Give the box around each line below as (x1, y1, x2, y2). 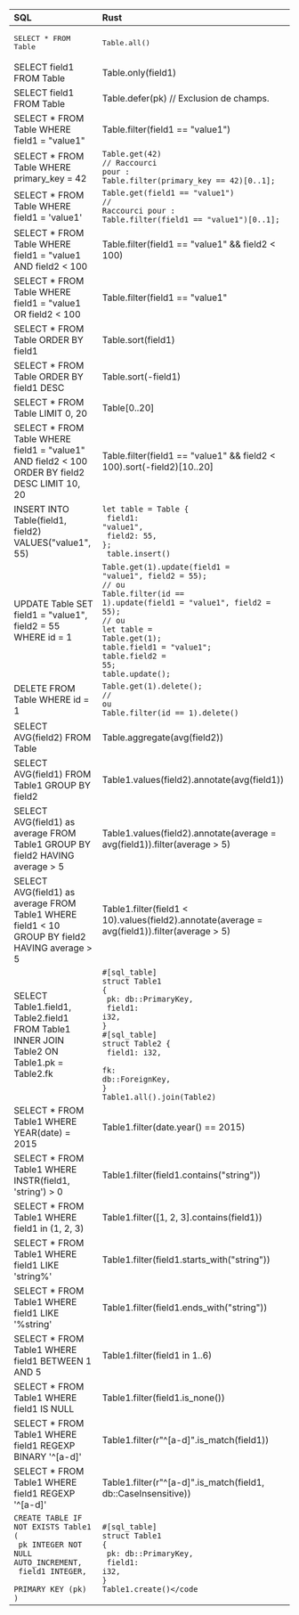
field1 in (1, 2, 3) (13, 1222, 85, 1235)
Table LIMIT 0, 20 (13, 407, 87, 420)
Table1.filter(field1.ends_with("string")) (101, 1301, 268, 1313)
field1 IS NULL (13, 1403, 75, 1415)
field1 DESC (13, 382, 65, 394)
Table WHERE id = (13, 694, 90, 706)
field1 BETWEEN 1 (13, 1355, 92, 1366)
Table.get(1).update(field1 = (101, 562, 230, 572)
